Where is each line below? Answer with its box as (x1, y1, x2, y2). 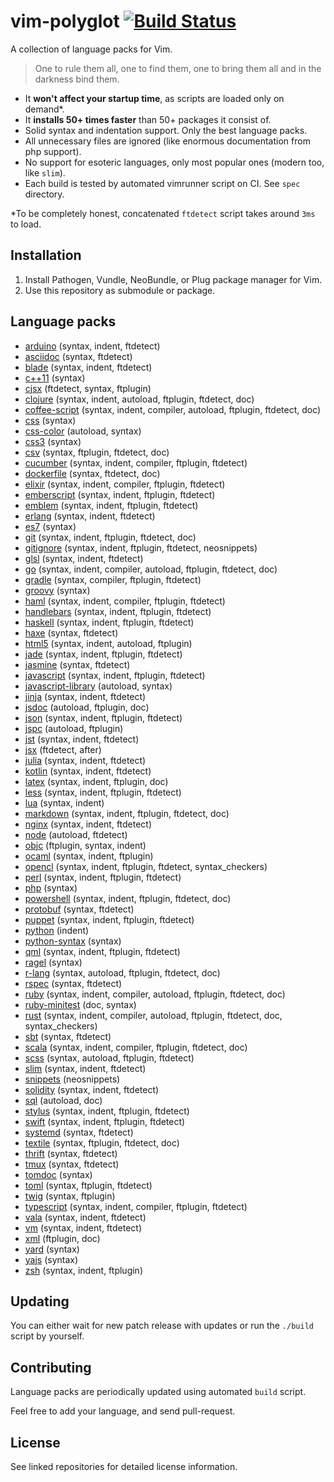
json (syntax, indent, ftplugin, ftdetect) (24, 711, 183, 724)
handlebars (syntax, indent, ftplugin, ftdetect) (24, 605, 212, 617)
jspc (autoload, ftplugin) (24, 722, 124, 734)
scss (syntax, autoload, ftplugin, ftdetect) (24, 1051, 195, 1064)
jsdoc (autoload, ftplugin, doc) (24, 701, 150, 713)
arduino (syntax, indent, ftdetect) (24, 340, 161, 352)
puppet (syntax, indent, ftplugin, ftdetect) (24, 913, 195, 925)
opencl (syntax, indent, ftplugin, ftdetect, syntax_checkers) (24, 860, 268, 872)
